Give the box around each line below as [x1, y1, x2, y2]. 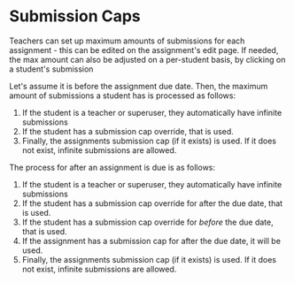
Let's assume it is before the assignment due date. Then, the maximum [9, 80, 268, 91]
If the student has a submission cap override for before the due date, [21, 217, 274, 227]
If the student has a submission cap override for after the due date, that [21, 197, 283, 209]
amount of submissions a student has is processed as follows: [9, 90, 236, 101]
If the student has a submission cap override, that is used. [21, 126, 235, 136]
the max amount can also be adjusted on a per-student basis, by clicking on [9, 54, 286, 65]
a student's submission [9, 64, 94, 74]
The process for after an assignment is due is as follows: [9, 162, 215, 172]
